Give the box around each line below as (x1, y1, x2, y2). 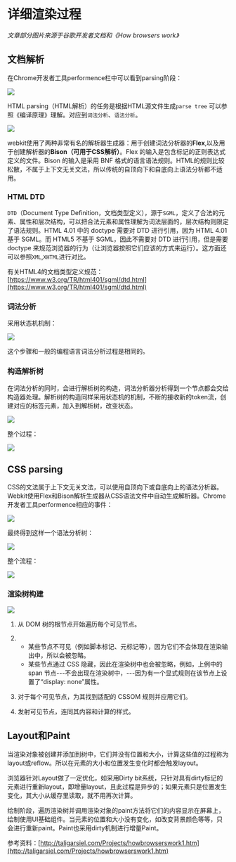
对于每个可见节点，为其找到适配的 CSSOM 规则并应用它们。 (17, 692, 192, 700)
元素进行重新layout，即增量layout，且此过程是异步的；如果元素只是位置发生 (7, 782, 227, 791)
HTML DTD (7, 191, 46, 201)
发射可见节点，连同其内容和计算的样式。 (17, 707, 135, 716)
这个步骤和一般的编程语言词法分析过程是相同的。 (7, 347, 149, 356)
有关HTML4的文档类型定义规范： (7, 268, 103, 276)
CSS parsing (7, 463, 63, 475)
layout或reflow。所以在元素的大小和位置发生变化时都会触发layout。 (7, 759, 202, 767)
